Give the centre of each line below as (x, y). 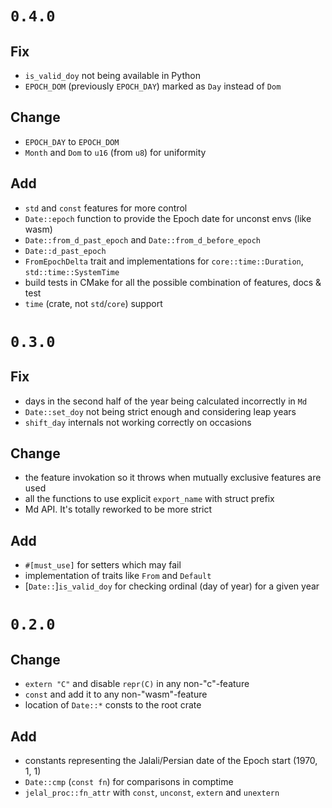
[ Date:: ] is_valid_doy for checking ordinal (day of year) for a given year (172, 586)
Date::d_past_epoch (65, 251)
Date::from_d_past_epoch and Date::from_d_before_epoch (143, 239)
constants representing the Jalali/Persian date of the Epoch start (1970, (171, 761)
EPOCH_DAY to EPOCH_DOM (72, 141)
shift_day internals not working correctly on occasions (138, 422)
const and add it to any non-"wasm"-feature (116, 694)
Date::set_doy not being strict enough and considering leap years (160, 411)
